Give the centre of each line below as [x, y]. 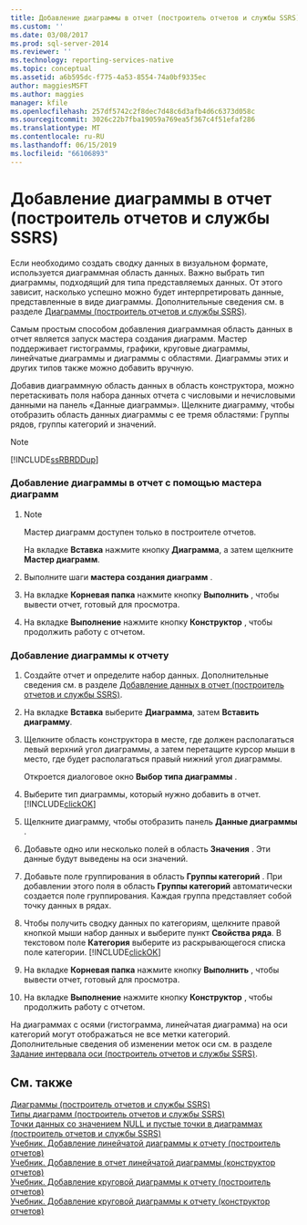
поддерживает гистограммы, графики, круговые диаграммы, [130, 348]
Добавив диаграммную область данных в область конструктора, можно [153, 385]
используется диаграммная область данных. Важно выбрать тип [138, 272]
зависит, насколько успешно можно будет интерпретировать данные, [147, 292]
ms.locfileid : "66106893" [59, 153]
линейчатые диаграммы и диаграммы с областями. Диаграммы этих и [150, 358]
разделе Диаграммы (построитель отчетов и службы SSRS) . [129, 311]
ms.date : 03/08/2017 [50, 35]
